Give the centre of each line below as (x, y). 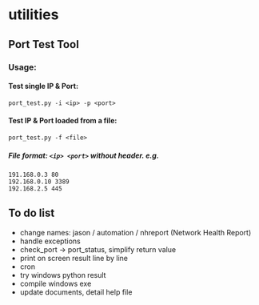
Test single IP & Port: (43, 86)
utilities (34, 15)
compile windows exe (56, 283)
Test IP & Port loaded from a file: (63, 121)
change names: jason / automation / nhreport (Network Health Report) (135, 232)
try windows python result (63, 275)
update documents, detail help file (76, 292)
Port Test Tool (44, 44)
